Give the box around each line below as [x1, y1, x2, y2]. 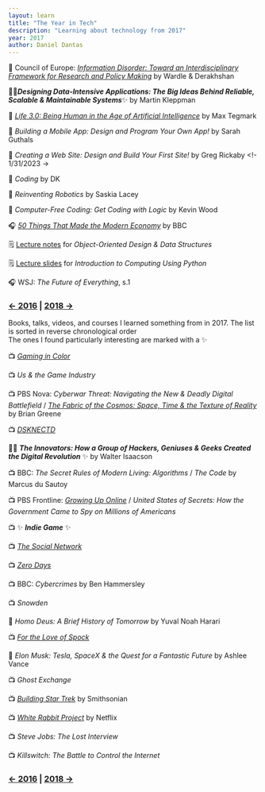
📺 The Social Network [8, 542, 83, 551]
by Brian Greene [8, 409, 62, 419]
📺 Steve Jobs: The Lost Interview [8, 732, 119, 741]
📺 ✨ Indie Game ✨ [8, 523, 71, 532]
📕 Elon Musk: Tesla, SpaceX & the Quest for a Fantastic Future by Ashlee [8, 651, 248, 660]
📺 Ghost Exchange [8, 675, 71, 685]
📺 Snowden [8, 598, 48, 608]
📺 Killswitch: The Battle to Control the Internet [8, 751, 160, 760]
